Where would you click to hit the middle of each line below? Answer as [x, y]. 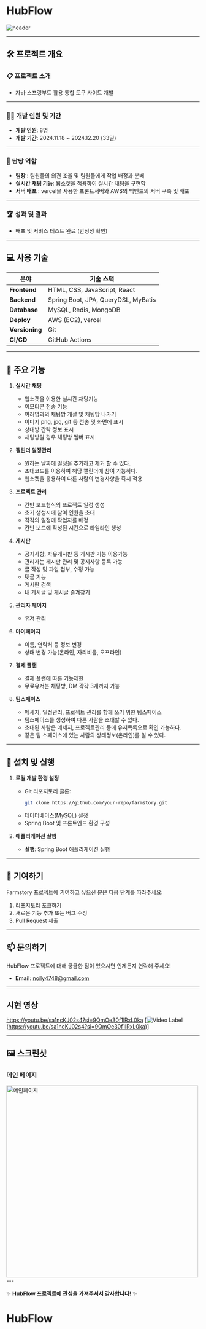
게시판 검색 [37, 585]
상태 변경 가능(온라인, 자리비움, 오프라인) [73, 653]
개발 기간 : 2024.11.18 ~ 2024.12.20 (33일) [66, 138]
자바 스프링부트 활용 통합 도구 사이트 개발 [64, 92]
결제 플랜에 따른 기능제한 [54, 678]
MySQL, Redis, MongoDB [84, 310]
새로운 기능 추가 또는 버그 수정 [51, 912]
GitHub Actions [70, 340]
